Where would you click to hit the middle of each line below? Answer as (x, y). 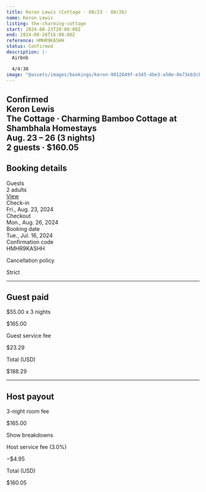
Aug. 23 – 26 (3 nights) (51, 138)
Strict (13, 272)
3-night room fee (28, 412)
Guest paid (28, 297)
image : (15, 74)
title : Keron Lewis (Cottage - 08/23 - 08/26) (67, 12)
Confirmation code (30, 242)
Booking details (37, 169)
